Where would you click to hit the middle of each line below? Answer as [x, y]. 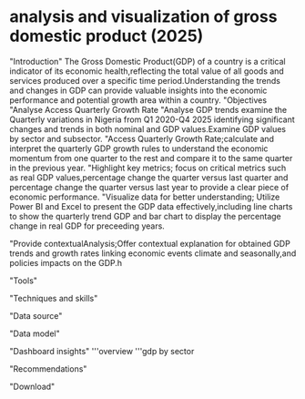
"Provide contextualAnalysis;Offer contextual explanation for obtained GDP [150, 243]
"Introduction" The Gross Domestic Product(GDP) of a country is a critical [147, 61]
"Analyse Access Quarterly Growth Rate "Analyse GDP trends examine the [148, 109]
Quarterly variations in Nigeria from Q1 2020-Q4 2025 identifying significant [152, 119]
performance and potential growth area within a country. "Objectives [138, 100]
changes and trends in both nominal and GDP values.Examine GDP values [148, 128]
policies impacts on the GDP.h [66, 262]
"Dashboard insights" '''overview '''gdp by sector [102, 351]
